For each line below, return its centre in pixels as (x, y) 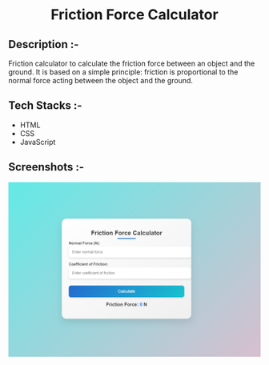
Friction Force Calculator (134, 15)
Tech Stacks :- (45, 106)
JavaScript (38, 142)
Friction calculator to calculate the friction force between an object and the (132, 63)
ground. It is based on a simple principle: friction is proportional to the (123, 72)
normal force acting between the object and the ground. (101, 80)
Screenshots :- (46, 167)
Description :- (44, 44)
